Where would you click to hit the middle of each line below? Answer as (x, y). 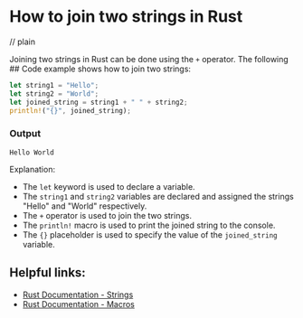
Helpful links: (47, 273)
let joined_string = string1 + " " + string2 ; (99, 102)
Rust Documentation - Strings (78, 295)
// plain (23, 42)
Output (25, 134)
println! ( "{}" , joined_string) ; (70, 110)
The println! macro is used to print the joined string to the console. (149, 225)
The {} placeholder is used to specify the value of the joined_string (150, 234)
